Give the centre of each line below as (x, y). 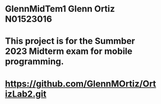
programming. (34, 62)
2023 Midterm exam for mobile (69, 51)
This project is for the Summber (70, 41)
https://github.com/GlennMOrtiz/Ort (80, 84)
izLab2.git (26, 94)
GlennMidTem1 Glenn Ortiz (60, 9)
